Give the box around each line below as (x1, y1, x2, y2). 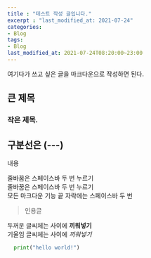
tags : (7, 37, 23, 44)
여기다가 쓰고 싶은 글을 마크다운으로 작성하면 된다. (7, 70, 145, 78)
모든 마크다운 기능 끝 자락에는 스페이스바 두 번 (7, 191, 133, 200)
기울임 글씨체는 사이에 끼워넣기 (7, 230, 93, 238)
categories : (7, 23, 42, 30)
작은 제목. (7, 115, 39, 125)
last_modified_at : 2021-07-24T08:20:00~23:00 (7, 50, 143, 57)
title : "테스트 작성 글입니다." (7, 10, 92, 18)
